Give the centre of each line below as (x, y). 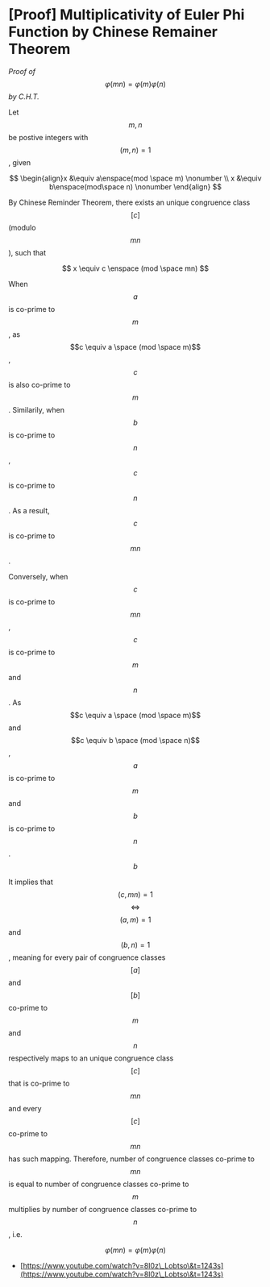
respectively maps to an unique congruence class (91, 1058)
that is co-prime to (39, 1083)
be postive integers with (48, 137)
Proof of (22, 71)
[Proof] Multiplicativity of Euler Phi (127, 15)
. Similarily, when (36, 409)
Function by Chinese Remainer (113, 32)
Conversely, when (38, 576)
